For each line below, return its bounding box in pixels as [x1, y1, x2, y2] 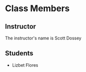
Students [5, 49, 34, 57]
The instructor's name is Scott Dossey [5, 35, 82, 41]
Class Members [5, 3, 70, 14]
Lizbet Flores [12, 62, 38, 68]
